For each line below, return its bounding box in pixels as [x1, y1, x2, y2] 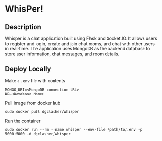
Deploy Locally [5, 65, 51, 73]
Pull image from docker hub [5, 100, 61, 106]
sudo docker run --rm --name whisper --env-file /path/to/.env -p [5, 127, 143, 132]
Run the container [5, 118, 41, 124]
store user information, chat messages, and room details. [5, 51, 120, 57]
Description [5, 23, 41, 31]
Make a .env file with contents [5, 78, 66, 83]
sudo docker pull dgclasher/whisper [5, 109, 79, 114]
